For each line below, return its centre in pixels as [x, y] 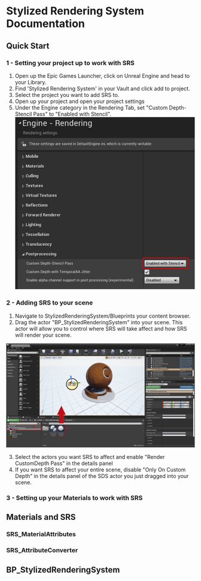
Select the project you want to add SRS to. [67, 95]
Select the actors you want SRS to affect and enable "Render [90, 457]
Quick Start [28, 46]
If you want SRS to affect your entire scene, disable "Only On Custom [100, 470]
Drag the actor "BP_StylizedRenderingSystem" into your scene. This [99, 322]
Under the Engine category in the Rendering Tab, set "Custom [91, 107]
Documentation [46, 24]
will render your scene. [43, 335]
